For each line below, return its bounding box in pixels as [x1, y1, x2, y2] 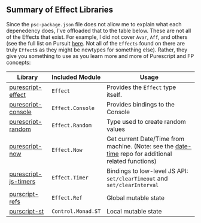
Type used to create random [106, 117, 187, 126]
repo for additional [120, 149, 172, 158]
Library [17, 73, 38, 81]
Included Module [51, 73, 101, 81]
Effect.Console [51, 105, 95, 111]
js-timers [9, 177, 36, 185]
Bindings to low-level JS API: [106, 167, 188, 175]
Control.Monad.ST [51, 207, 101, 215]
